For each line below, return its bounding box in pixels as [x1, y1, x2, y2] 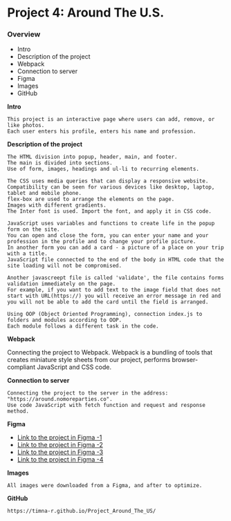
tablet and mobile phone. [7, 190, 82, 197]
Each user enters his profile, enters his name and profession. [7, 128, 196, 135]
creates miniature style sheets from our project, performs [7, 356, 171, 364]
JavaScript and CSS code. [37, 363, 112, 371]
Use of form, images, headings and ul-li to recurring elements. [7, 166, 199, 173]
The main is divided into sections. [7, 160, 113, 167]
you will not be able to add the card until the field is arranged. [7, 299, 209, 305]
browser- [172, 356, 198, 364]
